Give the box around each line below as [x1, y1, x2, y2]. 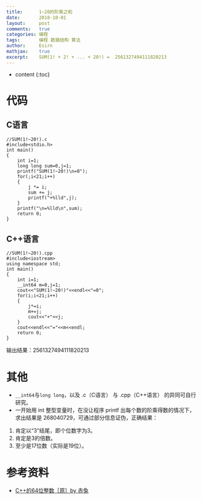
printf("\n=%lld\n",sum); [17, 205, 83, 211]
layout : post [6, 20, 50, 26]
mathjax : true [6, 49, 50, 55]
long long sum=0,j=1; [17, 163, 72, 169]
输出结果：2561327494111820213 [6, 346, 90, 354]
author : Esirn [6, 43, 53, 49]
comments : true [6, 25, 50, 32]
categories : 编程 [6, 32, 49, 38]
